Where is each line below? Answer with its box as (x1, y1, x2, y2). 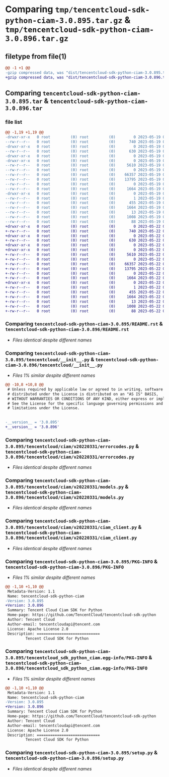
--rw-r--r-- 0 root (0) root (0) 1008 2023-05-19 (5, 215, 161, 220)
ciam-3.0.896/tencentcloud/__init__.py (5, 362, 103, 368)
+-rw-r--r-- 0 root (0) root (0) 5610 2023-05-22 (5, 252, 161, 257)
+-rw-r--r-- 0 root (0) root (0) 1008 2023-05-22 (5, 304, 161, 309)
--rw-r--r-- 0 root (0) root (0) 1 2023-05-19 (5, 196, 161, 201)
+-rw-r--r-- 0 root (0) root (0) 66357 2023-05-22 (5, 261, 161, 266)
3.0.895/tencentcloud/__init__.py (5, 357, 90, 362)
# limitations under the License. (7, 406, 80, 411)
